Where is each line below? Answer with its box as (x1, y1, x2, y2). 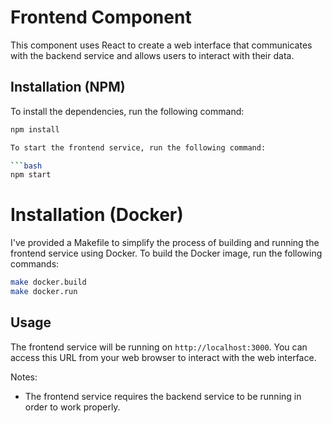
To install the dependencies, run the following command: (10, 105, 245, 117)
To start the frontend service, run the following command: (10, 142, 267, 153)
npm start (10, 170, 52, 180)
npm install (10, 124, 60, 135)
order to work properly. (24, 401, 121, 413)
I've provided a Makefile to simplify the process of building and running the (10, 237, 320, 249)
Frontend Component (10, 6, 192, 29)
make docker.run (10, 287, 78, 297)
